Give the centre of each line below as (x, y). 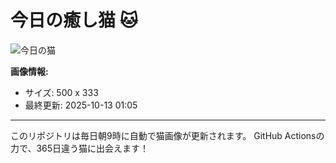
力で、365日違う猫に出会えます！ (80, 148)
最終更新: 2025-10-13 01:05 (81, 105)
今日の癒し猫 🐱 (74, 20)
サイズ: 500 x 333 (61, 92)
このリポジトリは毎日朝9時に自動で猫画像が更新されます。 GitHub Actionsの (167, 135)
